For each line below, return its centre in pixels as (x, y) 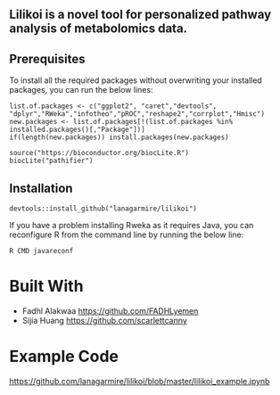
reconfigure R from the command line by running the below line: (127, 235)
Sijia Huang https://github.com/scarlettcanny (104, 320)
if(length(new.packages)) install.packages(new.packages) (119, 137)
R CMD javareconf (41, 251)
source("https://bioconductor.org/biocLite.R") (99, 153)
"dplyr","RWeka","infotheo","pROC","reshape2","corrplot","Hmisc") (137, 114)
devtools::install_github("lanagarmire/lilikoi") (103, 209)
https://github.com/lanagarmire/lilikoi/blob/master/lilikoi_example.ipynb (140, 381)
